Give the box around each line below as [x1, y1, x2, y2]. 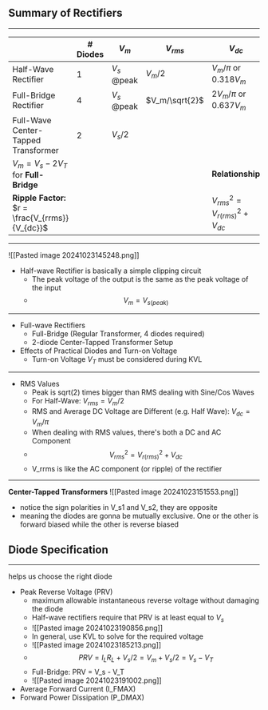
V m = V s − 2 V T [12, 158, 68, 170]
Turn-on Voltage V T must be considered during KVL [31, 354, 203, 366]
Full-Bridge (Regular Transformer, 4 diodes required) [31, 328, 205, 339]
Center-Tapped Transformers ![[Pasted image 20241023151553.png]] [8, 487, 239, 497]
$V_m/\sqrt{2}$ [145, 95, 204, 106]
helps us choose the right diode [8, 572, 113, 581]
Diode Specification [8, 543, 109, 556]
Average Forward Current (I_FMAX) [19, 684, 136, 693]
